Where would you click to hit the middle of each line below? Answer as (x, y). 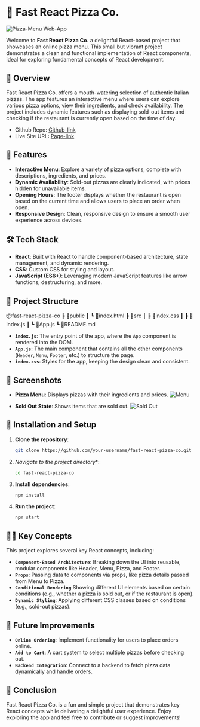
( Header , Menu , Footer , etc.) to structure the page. (75, 355)
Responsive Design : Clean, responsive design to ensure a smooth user (102, 213)
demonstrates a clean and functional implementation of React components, (99, 53)
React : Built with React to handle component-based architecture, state (101, 257)
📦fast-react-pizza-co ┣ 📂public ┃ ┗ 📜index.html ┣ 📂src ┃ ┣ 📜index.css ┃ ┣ (97, 316)
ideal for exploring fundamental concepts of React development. (86, 59)
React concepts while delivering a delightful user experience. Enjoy (89, 711)
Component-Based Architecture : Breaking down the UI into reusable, (98, 562)
